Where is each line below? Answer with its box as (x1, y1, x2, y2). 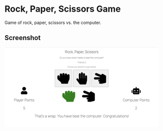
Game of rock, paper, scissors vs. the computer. (4, 20, 102, 25)
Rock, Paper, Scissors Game (4, 3, 121, 15)
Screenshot (4, 34, 41, 42)
